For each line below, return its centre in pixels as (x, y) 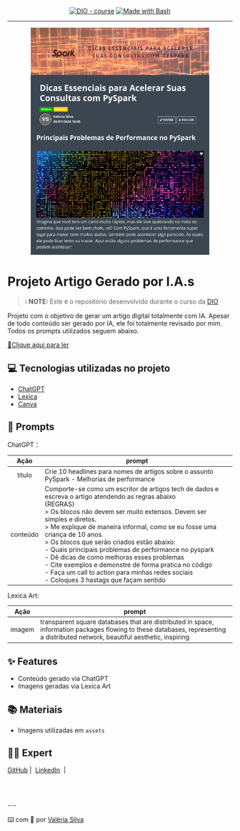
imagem (22, 630)
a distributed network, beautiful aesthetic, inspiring (115, 637)
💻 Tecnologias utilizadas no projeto (89, 368)
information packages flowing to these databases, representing (133, 630)
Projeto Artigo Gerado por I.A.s (101, 281)
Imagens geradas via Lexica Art (64, 686)
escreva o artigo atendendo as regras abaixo (110, 496)
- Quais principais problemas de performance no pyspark (129, 549)
